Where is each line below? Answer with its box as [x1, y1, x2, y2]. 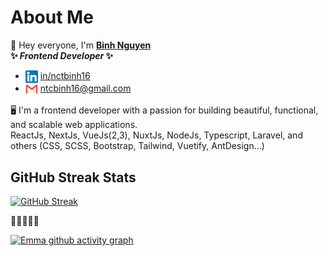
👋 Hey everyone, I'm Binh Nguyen [10, 39, 152, 51]
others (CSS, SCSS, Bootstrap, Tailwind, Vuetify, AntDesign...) [10, 140, 265, 152]
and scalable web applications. [10, 119, 138, 131]
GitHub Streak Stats [10, 169, 137, 186]
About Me [10, 6, 94, 29]
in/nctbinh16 [39, 69, 91, 81]
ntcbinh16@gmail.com [39, 82, 132, 95]
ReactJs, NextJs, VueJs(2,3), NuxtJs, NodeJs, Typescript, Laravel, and [10, 129, 303, 141]
